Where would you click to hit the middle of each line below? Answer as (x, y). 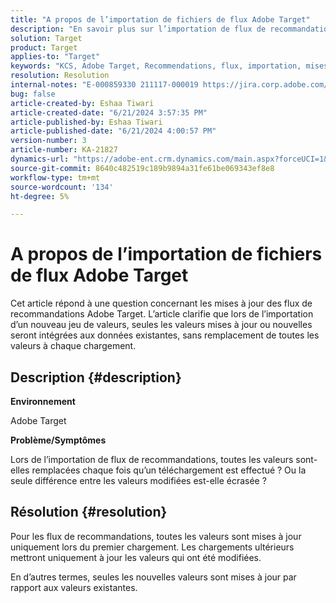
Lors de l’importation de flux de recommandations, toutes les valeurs (152, 459)
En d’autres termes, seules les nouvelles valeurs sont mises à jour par (153, 577)
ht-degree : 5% (40, 196)
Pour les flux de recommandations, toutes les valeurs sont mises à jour (156, 536)
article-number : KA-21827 (64, 150)
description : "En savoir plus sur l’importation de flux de (138, 29)
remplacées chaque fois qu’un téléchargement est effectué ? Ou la (169, 470)
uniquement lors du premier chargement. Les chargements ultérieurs (152, 547)
